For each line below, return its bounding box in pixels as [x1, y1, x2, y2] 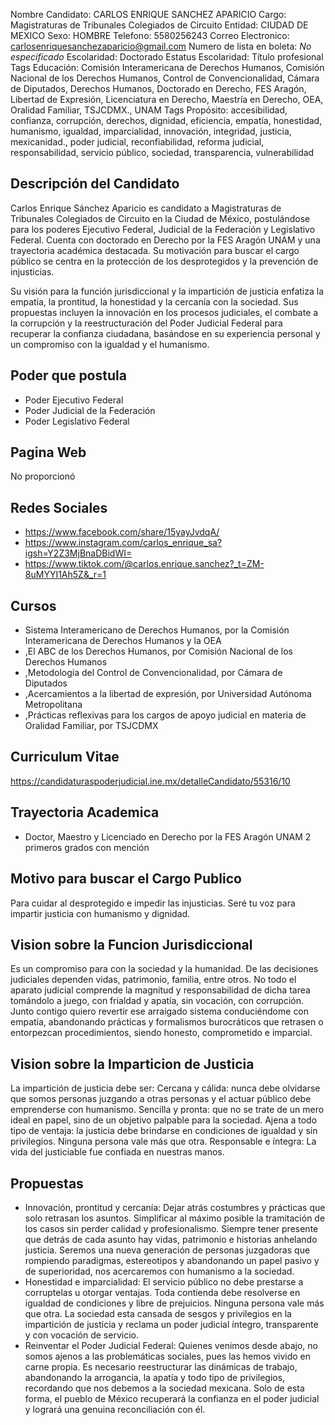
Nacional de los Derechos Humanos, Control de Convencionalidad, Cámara [10, 72, 320, 84]
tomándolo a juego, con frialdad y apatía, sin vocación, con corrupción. [10, 995, 305, 1007]
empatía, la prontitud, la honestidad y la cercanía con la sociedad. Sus [10, 295, 299, 308]
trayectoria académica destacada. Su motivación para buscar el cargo [10, 244, 300, 256]
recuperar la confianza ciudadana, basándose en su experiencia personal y [10, 327, 321, 339]
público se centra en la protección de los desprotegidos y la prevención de [10, 255, 319, 267]
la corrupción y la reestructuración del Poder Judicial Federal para [10, 317, 283, 329]
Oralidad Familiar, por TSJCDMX [24, 720, 159, 732]
